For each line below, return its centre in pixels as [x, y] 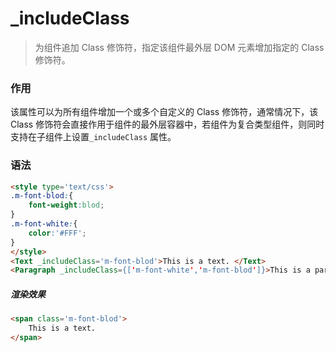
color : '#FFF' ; [57, 233]
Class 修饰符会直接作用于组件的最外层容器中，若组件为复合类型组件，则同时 [167, 124]
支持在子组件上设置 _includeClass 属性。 [93, 137]
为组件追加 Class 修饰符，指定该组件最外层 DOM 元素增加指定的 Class [179, 47]
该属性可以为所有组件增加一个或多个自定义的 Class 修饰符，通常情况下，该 [164, 112]
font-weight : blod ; [66, 205]
